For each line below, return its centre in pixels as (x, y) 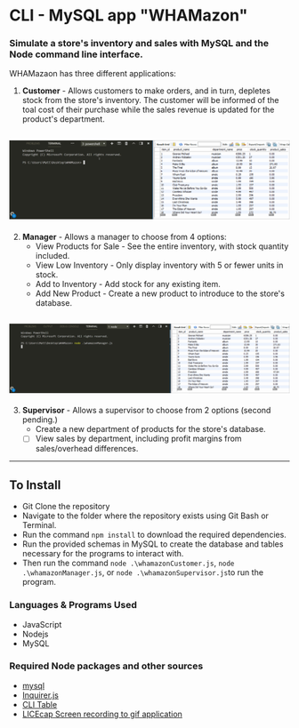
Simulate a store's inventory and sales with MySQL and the (139, 44)
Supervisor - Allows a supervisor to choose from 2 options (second (146, 411)
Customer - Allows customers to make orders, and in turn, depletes (146, 91)
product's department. (63, 119)
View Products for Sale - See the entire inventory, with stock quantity (162, 246)
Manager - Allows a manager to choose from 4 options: (124, 236)
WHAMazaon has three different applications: (93, 74)
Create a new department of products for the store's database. (150, 429)
